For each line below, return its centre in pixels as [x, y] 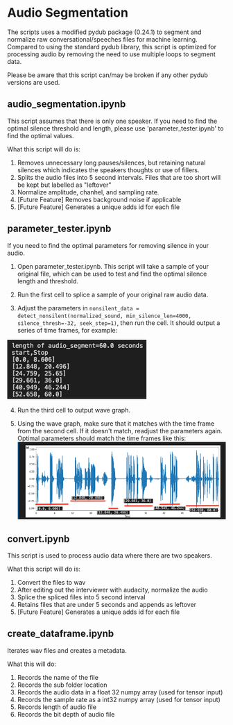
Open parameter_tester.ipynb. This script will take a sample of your [113, 266]
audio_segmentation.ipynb [67, 105]
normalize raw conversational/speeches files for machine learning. [102, 39]
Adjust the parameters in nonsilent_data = [78, 308]
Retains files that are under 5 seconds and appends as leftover [106, 604]
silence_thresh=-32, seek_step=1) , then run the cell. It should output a [119, 323]
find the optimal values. [41, 135]
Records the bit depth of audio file [66, 714]
